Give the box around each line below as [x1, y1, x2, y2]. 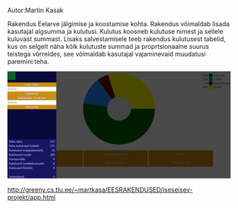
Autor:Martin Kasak [7, 6, 64, 14]
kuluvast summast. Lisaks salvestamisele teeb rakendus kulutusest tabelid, [7, 35, 226, 43]
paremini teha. [7, 57, 50, 66]
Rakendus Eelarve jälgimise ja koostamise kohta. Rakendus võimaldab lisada [7, 20, 230, 28]
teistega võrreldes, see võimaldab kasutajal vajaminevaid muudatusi [7, 50, 206, 58]
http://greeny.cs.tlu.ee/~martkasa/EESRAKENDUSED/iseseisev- [7, 185, 193, 194]
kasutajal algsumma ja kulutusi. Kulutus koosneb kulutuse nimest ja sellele [7, 28, 224, 35]
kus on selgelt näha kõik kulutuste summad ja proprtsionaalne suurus [7, 42, 210, 50]
